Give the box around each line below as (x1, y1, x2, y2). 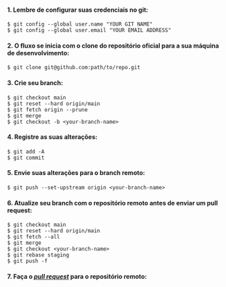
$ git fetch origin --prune (7, 106, 88, 113)
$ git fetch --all (7, 234, 60, 241)
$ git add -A (7, 148, 45, 155)
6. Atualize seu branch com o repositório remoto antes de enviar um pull (7, 198, 218, 207)
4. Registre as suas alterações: (7, 133, 98, 141)
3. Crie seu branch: (7, 79, 64, 86)
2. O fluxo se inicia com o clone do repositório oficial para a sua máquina (7, 41, 219, 50)
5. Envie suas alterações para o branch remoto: (7, 169, 145, 177)
